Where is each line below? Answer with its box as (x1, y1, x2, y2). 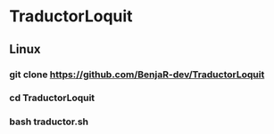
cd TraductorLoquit (9, 91, 95, 104)
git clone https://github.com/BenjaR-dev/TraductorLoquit (9, 68, 265, 81)
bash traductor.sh (9, 115, 89, 128)
